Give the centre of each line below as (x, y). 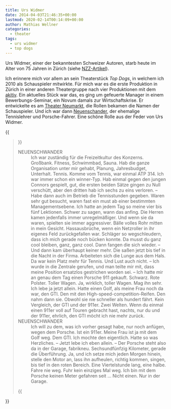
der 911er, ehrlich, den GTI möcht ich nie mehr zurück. (88, 315)
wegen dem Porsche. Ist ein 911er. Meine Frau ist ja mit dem (94, 332)
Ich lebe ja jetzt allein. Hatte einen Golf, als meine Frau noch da (97, 288)
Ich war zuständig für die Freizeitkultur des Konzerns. (87, 157)
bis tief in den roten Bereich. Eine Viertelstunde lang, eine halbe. (98, 365)
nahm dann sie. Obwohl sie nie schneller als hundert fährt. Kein (97, 299)
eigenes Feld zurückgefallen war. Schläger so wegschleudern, (96, 234)
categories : (18, 29)
